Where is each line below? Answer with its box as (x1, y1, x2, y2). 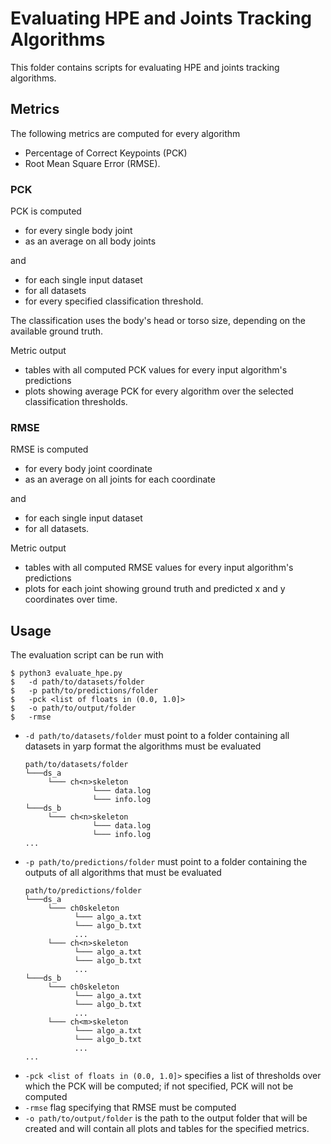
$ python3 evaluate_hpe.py (10, 668, 123, 679)
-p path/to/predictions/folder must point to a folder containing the (24, 856, 308, 868)
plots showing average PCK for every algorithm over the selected (24, 385, 294, 397)
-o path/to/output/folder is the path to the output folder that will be (24, 1112, 308, 1124)
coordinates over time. (24, 593, 118, 606)
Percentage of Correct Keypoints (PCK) (24, 147, 188, 159)
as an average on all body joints (24, 235, 157, 247)
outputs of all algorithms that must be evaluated (24, 867, 222, 879)
